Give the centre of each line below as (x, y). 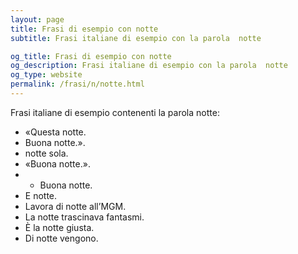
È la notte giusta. (59, 227)
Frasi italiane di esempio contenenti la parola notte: (115, 112)
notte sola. (46, 153)
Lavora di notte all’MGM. (75, 206)
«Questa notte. (55, 132)
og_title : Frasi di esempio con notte (91, 56)
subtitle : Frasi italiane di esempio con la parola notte (136, 38)
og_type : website (46, 75)
